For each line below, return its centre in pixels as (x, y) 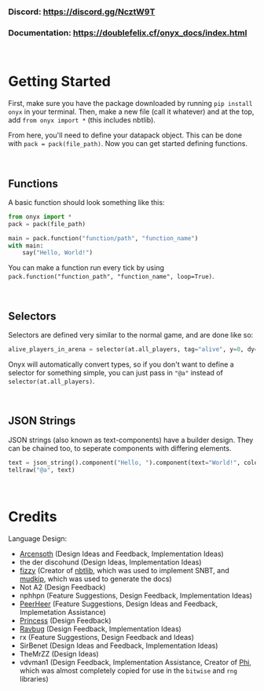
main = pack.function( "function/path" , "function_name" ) (103, 238)
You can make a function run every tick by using (86, 268)
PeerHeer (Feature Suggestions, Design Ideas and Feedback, (119, 604)
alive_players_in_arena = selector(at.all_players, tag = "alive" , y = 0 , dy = (133, 349)
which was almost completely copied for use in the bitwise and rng (128, 671)
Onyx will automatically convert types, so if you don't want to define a (121, 364)
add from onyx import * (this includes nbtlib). (82, 120)
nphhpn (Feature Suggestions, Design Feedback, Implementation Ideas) (136, 595)
